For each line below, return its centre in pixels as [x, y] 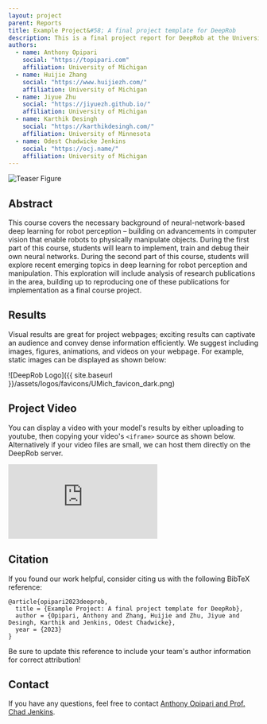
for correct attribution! [44, 660]
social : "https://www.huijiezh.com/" [85, 82]
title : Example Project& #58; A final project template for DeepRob [122, 30]
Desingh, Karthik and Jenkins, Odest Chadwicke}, [92, 622]
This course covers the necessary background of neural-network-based [127, 223]
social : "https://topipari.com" [76, 60]
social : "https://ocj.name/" [71, 149]
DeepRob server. [36, 453]
